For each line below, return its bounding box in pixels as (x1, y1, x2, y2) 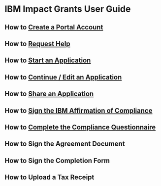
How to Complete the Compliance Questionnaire (4, 123, 156, 131)
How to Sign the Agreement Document (4, 140, 125, 148)
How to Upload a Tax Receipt (4, 173, 95, 182)
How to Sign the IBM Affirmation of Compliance (4, 106, 153, 115)
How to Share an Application (4, 90, 94, 98)
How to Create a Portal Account (4, 23, 103, 31)
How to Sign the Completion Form (4, 156, 110, 165)
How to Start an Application (4, 56, 91, 65)
